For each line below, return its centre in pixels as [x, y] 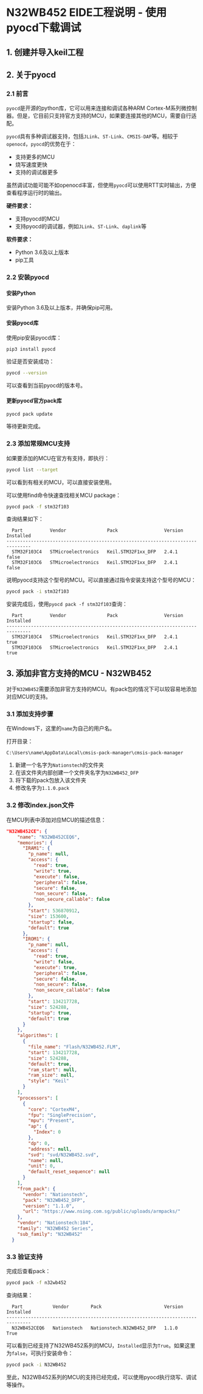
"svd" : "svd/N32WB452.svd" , [64, 1155]
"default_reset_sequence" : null [69, 1172]
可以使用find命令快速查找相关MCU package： [64, 495]
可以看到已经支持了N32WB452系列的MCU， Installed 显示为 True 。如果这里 [101, 1345]
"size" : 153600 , [49, 916]
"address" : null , [50, 1149]
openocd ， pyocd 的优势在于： [41, 144]
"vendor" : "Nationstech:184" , [56, 1223]
